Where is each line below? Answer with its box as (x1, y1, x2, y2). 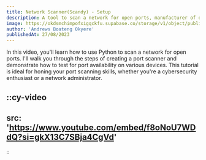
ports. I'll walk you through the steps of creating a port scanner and (6, 55, 177, 62)
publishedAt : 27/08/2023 (6, 32, 70, 38)
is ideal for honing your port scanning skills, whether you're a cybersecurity (6, 68, 197, 75)
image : (6, 20, 23, 26)
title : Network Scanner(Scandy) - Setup (6, 9, 112, 15)
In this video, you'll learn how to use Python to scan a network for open (6, 48, 187, 56)
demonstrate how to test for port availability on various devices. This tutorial (6, 62, 199, 69)
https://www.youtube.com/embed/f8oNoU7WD (9, 122, 196, 133)
